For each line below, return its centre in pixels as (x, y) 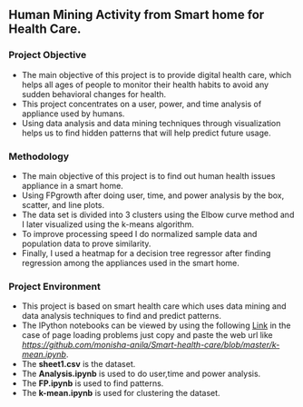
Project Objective (48, 55)
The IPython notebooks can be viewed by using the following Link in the (156, 325)
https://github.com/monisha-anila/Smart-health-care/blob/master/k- (151, 345)
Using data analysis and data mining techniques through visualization (151, 123)
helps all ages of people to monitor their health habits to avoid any (145, 84)
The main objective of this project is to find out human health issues (148, 175)
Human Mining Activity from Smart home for (137, 15)
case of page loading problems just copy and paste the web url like (147, 335)
